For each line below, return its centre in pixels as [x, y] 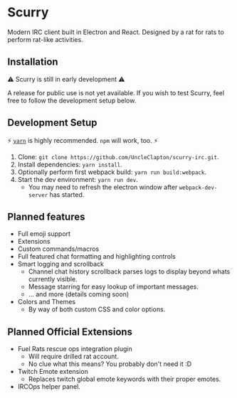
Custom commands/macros [58, 249]
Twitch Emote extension [53, 372]
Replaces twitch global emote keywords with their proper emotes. [125, 379]
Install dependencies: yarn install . [70, 164]
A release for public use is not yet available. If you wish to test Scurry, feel [116, 92]
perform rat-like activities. [45, 39]
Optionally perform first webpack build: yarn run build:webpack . [112, 172]
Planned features [46, 216]
